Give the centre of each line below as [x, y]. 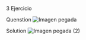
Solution [16, 31]
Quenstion [19, 19]
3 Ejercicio [19, 8]
